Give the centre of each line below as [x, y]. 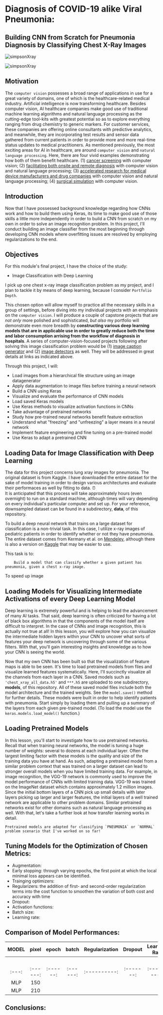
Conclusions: [25, 1007]
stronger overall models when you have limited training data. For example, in [81, 771]
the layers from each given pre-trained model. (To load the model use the [78, 708]
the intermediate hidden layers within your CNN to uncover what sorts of [78, 636]
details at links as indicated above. [40, 357]
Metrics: [18, 854]
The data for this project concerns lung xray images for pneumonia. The [77, 472]
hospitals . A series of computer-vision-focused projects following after [76, 341]
